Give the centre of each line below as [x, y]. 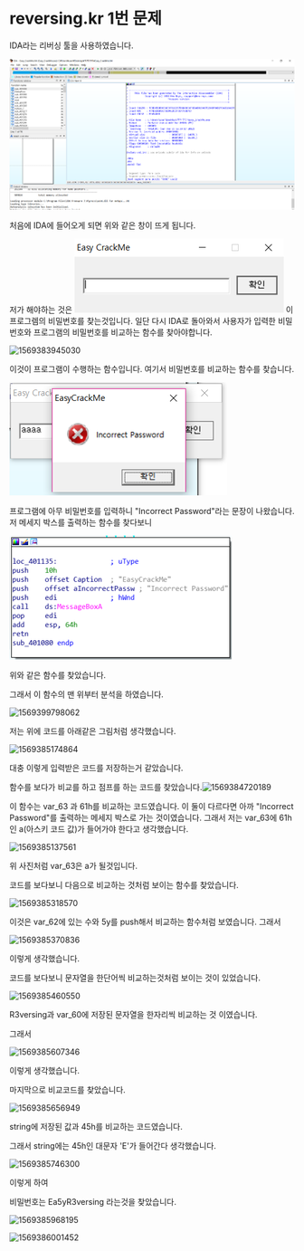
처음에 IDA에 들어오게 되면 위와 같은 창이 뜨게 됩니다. [103, 225]
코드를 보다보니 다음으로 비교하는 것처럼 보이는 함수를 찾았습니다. [124, 885]
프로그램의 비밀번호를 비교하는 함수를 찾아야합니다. [123, 332]
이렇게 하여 [29, 1183]
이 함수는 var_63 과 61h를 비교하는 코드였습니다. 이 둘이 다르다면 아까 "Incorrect [152, 807]
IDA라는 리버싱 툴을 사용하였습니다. [71, 45]
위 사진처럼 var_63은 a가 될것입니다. [74, 866]
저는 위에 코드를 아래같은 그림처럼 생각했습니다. [93, 731]
